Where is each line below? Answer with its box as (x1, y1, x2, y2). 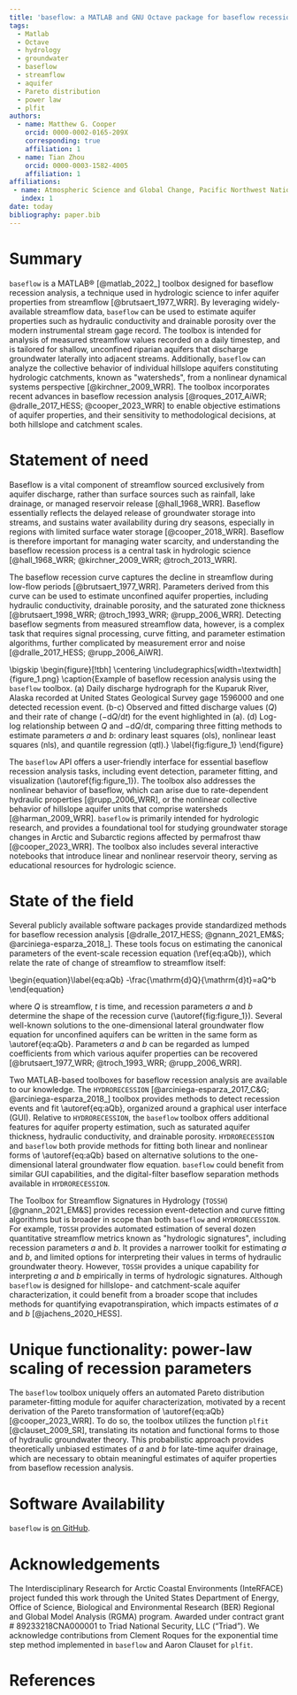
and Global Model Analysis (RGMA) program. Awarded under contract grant (9, 1612, 285, 1622)
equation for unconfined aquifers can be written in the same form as (9, 1029, 258, 1040)
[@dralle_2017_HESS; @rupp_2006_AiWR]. (9, 647, 164, 658)
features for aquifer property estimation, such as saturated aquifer (9, 1121, 250, 1133)
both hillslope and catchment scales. (9, 419, 143, 429)
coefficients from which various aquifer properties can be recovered (9, 1048, 258, 1059)
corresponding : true (25, 136, 101, 145)
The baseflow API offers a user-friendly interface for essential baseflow (9, 756, 269, 767)
